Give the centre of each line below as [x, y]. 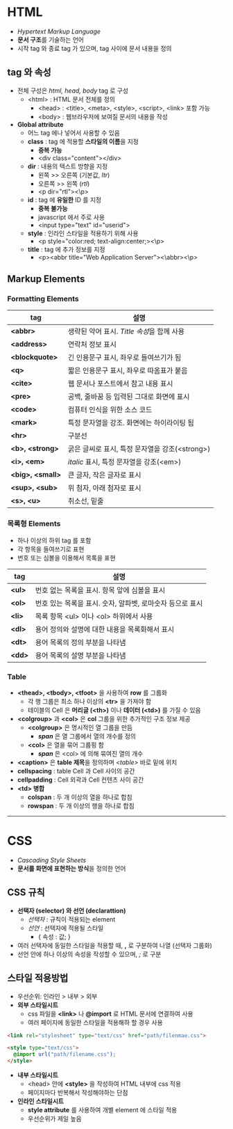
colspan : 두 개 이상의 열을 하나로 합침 [80, 797]
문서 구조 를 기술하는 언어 [51, 40]
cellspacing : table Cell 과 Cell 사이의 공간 [76, 771]
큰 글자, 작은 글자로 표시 [105, 475]
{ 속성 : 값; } [54, 936]
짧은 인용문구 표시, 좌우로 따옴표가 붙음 [128, 371]
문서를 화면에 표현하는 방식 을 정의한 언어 [71, 868]
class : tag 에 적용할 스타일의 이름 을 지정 [83, 141]
